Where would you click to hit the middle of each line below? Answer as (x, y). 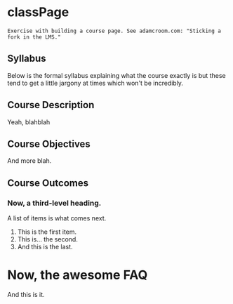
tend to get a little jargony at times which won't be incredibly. (95, 83)
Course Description (51, 105)
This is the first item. (47, 232)
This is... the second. (48, 239)
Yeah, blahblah (29, 122)
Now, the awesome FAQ (78, 275)
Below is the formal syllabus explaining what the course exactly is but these (116, 75)
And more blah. (29, 161)
